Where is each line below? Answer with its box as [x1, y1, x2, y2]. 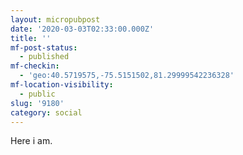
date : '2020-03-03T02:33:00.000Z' [10, 24, 155, 34]
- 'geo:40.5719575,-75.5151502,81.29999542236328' [19, 71, 235, 81]
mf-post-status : [10, 42, 78, 53]
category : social [10, 107, 83, 118]
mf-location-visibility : [10, 80, 114, 90]
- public [19, 89, 56, 99]
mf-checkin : [10, 61, 60, 71]
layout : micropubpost [10, 14, 101, 25]
